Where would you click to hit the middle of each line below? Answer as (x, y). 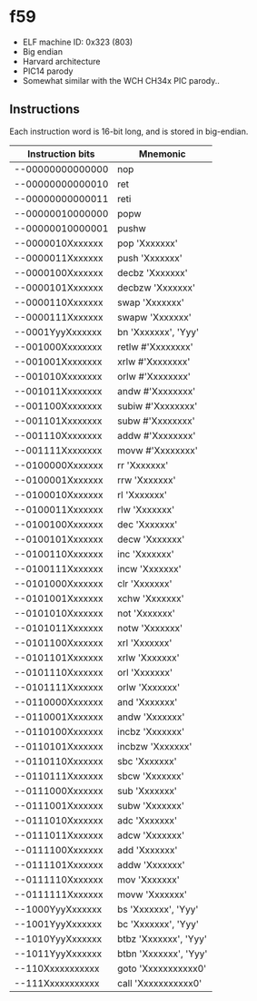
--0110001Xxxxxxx (59, 717)
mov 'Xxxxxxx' (148, 879)
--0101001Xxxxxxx (59, 598)
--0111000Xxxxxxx (59, 791)
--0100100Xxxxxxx (59, 524)
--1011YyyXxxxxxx (58, 954)
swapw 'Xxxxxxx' (155, 317)
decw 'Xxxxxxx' (151, 539)
